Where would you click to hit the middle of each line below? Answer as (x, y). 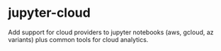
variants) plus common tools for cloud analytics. (78, 39)
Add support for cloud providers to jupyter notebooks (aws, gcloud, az (111, 32)
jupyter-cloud (49, 13)
